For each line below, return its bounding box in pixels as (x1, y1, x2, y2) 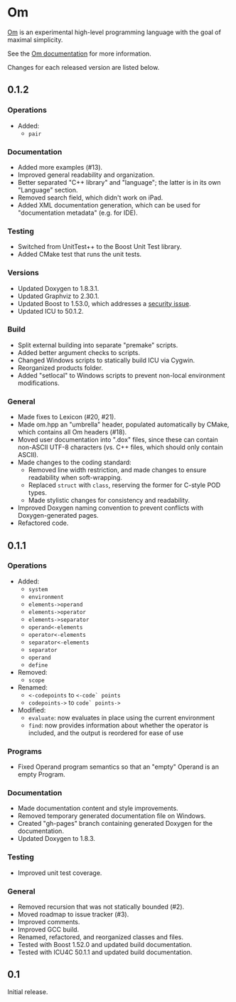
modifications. (17, 379, 60, 387)
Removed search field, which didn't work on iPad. (17, 193, 163, 202)
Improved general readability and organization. (17, 170, 155, 179)
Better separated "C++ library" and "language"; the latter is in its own (17, 178, 221, 186)
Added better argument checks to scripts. (17, 348, 141, 357)
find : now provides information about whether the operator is (28, 721, 208, 730)
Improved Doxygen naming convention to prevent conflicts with (17, 503, 204, 512)
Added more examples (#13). (17, 163, 103, 171)
